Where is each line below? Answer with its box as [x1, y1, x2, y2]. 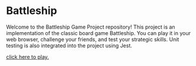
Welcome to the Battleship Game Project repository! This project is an [6, 23, 175, 30]
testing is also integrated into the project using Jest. [6, 42, 133, 49]
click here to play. [6, 53, 49, 60]
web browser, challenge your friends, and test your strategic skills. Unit [6, 36, 179, 43]
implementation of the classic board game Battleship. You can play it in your [6, 29, 191, 36]
